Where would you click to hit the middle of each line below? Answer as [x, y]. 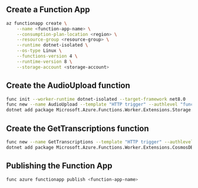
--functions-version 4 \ [47, 56]
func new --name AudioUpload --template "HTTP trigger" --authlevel [92, 105]
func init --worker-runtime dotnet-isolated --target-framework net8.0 [96, 99]
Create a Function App [48, 10]
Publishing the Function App [60, 166]
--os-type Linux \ [39, 51]
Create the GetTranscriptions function [77, 128]
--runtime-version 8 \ [44, 61]
